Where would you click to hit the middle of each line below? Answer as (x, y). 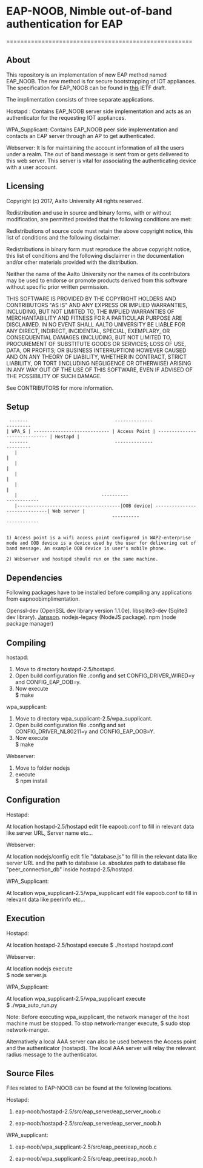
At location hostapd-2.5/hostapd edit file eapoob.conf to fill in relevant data (100, 826)
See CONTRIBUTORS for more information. (60, 388)
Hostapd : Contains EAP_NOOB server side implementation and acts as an (99, 111)
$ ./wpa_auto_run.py (32, 1005)
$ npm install (31, 781)
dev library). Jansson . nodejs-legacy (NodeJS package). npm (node (91, 617)
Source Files (30, 1073)
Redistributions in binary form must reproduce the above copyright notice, (99, 249)
